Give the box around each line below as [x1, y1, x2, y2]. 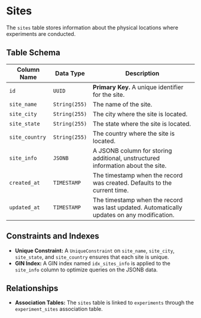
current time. [92, 186, 129, 194]
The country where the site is [92, 129, 175, 137]
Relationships [6, 283, 59, 293]
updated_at [9, 204, 40, 210]
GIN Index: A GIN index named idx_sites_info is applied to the [14, 259, 170, 267]
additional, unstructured [92, 154, 160, 162]
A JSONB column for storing [92, 146, 172, 155]
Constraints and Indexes [6, 231, 100, 241]
